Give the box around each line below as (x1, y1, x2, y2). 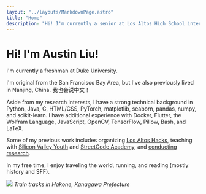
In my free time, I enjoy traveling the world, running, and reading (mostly (6, 161, 189, 169)
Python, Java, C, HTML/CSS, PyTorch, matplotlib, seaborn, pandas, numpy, (6, 105, 197, 112)
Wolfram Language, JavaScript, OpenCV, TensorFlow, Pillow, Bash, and (6, 118, 186, 126)
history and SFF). (6, 168, 50, 176)
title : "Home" (6, 15, 43, 21)
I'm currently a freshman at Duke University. (6, 67, 118, 74)
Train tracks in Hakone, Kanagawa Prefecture (13, 180, 130, 188)
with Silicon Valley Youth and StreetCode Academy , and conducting (6, 143, 177, 150)
